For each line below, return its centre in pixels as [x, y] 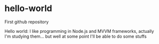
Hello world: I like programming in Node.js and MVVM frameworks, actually [79, 31]
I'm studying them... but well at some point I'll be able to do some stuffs [76, 36]
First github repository [27, 22]
